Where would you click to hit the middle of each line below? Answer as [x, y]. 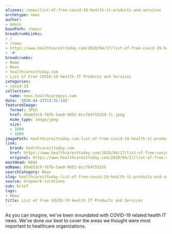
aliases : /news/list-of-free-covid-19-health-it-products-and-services [83, 10]
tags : [11, 191]
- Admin [14, 24]
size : [16, 124]
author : [14, 19]
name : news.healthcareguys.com [43, 96]
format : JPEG [24, 110]
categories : [18, 81]
